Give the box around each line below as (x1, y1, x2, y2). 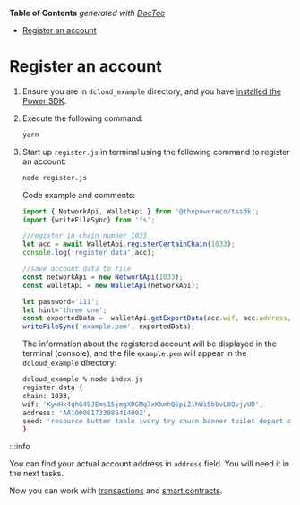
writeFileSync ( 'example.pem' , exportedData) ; (21, 322, 195, 331)
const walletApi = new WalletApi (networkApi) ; (21, 281, 200, 290)
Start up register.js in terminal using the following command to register (21, 146, 290, 157)
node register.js (21, 173, 88, 182)
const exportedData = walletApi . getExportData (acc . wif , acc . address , (21, 314, 292, 323)
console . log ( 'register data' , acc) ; (21, 248, 156, 257)
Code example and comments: (21, 189, 136, 200)
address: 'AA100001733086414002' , (21, 408, 151, 417)
